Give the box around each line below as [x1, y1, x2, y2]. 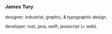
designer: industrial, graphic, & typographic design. [5, 14, 108, 20]
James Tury [5, 3, 34, 10]
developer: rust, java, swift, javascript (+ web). [5, 23, 98, 29]
